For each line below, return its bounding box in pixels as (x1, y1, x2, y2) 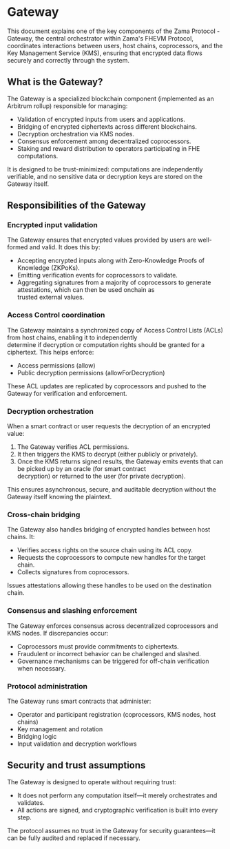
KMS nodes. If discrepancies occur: (7, 629, 109, 637)
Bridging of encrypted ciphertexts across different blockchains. (17, 122, 198, 131)
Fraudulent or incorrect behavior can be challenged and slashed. (17, 649, 201, 658)
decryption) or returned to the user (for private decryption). (17, 472, 186, 481)
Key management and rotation (17, 724, 103, 733)
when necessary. (17, 664, 66, 672)
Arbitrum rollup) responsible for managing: (7, 101, 128, 110)
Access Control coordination (7, 311, 105, 320)
